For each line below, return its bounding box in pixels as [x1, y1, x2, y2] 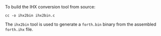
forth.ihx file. [5, 27, 33, 32]
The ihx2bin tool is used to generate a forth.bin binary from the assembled [5, 21, 156, 27]
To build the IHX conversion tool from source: [5, 4, 96, 9]
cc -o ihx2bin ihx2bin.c [5, 13, 55, 18]
